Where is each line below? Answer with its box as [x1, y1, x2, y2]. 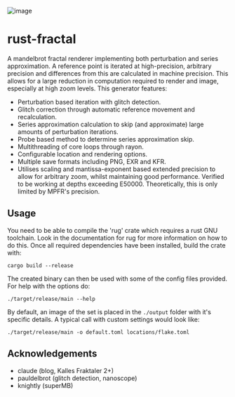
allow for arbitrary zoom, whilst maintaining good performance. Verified [17, 172, 224, 180]
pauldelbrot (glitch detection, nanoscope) [17, 374, 137, 382]
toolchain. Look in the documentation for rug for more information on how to [7, 234, 228, 242]
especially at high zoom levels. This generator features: [7, 84, 168, 93]
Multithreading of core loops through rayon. [17, 142, 144, 151]
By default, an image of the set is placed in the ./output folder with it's [7, 307, 212, 316]
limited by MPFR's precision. [17, 187, 100, 196]
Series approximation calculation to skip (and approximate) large [17, 120, 204, 128]
